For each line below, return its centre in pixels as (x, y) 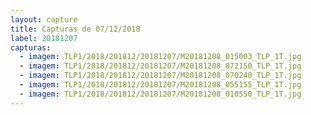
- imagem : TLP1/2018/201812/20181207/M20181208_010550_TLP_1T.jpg (160, 94)
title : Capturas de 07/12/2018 (75, 29)
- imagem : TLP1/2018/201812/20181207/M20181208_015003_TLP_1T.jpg (160, 57)
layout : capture (44, 19)
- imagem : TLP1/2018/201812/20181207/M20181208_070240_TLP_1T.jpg (160, 76)
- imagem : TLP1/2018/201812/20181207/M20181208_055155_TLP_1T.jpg (160, 85)
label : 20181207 (44, 38)
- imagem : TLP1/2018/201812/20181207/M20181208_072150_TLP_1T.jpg (160, 66)
